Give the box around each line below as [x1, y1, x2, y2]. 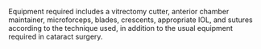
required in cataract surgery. [8, 32, 103, 41]
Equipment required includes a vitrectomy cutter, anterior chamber [8, 7, 230, 16]
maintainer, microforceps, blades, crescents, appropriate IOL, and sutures [8, 15, 253, 24]
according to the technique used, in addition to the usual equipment [8, 24, 234, 32]
